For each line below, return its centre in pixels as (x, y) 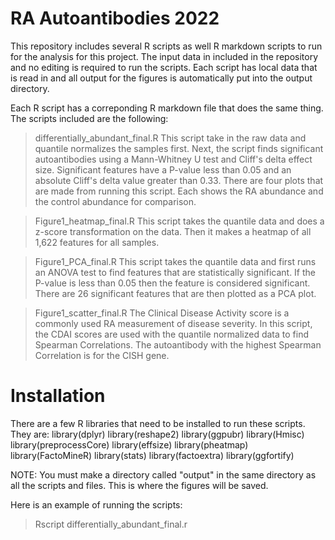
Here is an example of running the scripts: (96, 504)
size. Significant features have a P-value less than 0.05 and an (163, 169)
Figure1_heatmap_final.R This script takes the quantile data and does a (179, 221)
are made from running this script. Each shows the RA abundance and (179, 191)
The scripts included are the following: (89, 118)
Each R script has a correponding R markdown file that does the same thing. (167, 108)
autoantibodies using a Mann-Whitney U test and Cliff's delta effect (173, 159)
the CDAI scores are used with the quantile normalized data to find (171, 334)
